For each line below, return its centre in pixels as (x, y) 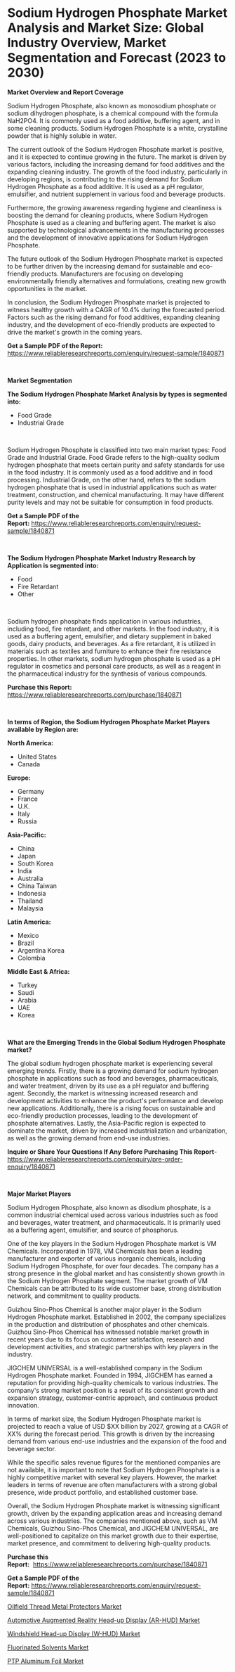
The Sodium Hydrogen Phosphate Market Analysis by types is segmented (117, 394)
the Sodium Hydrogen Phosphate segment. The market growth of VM (108, 1280)
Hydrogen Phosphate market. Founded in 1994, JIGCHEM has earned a (110, 1375)
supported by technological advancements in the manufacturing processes (116, 230)
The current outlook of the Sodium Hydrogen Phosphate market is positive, (116, 149)
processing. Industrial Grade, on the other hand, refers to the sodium (107, 480)
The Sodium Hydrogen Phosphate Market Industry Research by (102, 558)
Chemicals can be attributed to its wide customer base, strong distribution (114, 1288)
